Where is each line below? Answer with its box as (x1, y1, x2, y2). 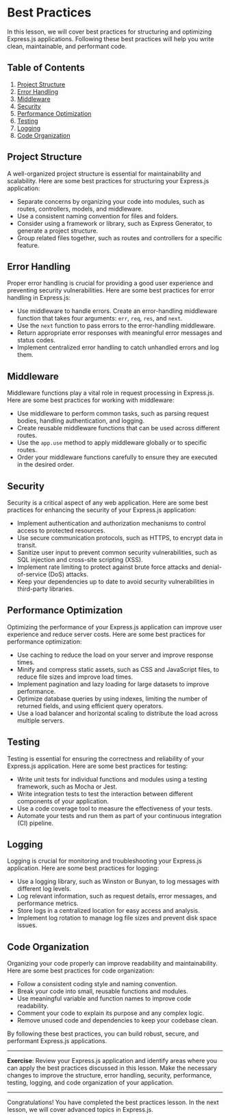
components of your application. (16, 797, 110, 805)
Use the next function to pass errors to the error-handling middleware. (16, 321, 216, 330)
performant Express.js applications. (7, 1037, 107, 1045)
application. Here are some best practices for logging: (7, 864, 159, 872)
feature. (16, 241, 40, 249)
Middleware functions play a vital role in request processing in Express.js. (7, 389, 214, 397)
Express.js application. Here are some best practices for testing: (7, 762, 188, 770)
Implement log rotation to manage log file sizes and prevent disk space (16, 914, 217, 922)
